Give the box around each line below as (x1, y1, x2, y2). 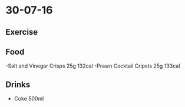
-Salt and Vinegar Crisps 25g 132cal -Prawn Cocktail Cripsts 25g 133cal (5, 62, 180, 69)
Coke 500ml (14, 95, 44, 102)
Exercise (5, 27, 38, 37)
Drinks (5, 79, 31, 89)
